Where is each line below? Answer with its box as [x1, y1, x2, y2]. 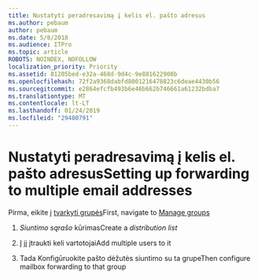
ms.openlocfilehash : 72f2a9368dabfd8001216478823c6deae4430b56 [8, 77, 220, 85]
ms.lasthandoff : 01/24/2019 [8, 107, 101, 115]
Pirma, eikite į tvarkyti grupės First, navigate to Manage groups [8, 207, 210, 217]
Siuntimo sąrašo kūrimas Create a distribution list [19, 222, 178, 232]
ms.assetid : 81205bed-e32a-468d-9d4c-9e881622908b [8, 70, 178, 78]
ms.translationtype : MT [8, 92, 87, 100]
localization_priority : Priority [8, 63, 118, 71]
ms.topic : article [8, 48, 68, 56]
